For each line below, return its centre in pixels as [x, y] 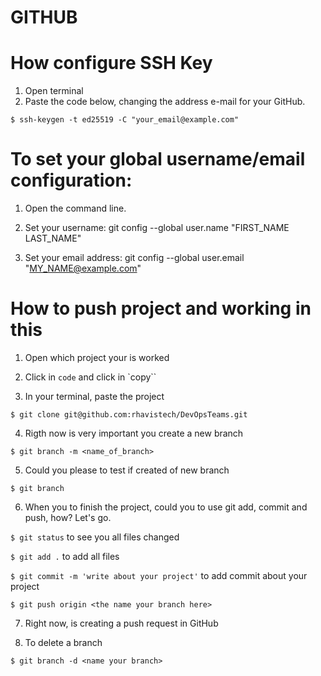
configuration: [71, 180]
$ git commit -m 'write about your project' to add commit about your [159, 575]
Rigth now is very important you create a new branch [134, 433]
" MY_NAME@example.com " [83, 268]
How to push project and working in [161, 308]
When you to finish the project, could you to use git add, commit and [166, 507]
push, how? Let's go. [68, 517]
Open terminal [54, 91]
